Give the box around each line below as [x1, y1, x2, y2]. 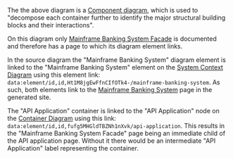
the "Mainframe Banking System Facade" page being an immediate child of [7, 129, 226, 137]
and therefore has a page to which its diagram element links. [7, 42, 183, 50]
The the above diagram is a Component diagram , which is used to [7, 6, 199, 14]
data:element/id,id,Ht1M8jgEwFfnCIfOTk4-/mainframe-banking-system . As [7, 78, 220, 87]
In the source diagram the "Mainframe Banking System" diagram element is [7, 56, 227, 64]
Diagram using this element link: [7, 70, 101, 79]
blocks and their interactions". [7, 21, 94, 29]
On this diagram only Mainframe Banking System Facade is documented [7, 34, 217, 43]
